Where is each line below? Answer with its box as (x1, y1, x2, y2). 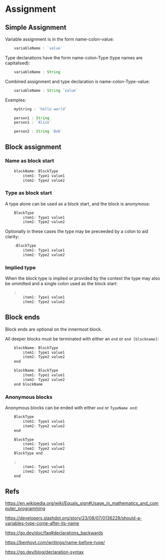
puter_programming (5, 506, 46, 512)
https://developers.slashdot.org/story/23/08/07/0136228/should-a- (5, 515, 142, 521)
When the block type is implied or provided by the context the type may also (5, 275, 160, 281)
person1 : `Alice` (14, 120, 52, 125)
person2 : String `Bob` (14, 129, 63, 134)
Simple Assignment (5, 23, 66, 32)
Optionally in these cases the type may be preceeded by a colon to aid (5, 228, 149, 234)
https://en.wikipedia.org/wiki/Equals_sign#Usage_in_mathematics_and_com (5, 500, 159, 506)
